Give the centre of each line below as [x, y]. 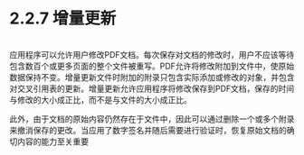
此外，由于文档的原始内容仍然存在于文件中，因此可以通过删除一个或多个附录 [152, 119]
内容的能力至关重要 [52, 141]
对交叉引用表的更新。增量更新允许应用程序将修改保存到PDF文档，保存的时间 [152, 88]
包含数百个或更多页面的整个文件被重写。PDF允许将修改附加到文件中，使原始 [152, 66]
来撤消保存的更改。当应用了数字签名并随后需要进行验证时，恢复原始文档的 [148, 130]
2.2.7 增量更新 [63, 18]
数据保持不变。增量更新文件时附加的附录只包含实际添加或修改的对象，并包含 [152, 77]
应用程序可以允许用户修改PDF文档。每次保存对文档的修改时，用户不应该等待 [152, 54]
